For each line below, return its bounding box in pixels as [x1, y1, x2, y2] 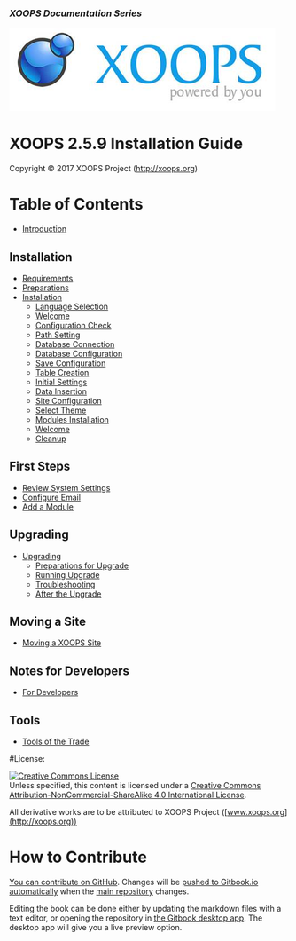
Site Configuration [35, 395, 102, 406]
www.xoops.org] [227, 807, 288, 818]
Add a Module [21, 501, 74, 512]
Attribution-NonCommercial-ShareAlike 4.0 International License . [9, 789, 247, 801]
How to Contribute [9, 847, 148, 867]
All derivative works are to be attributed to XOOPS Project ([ [9, 807, 228, 818]
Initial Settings [35, 376, 88, 387]
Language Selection [35, 301, 109, 312]
